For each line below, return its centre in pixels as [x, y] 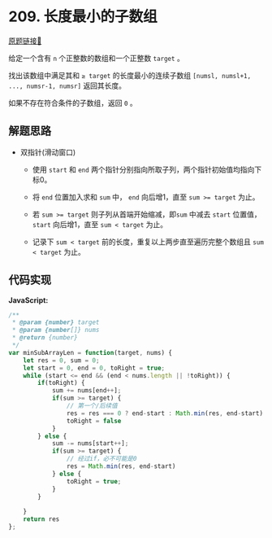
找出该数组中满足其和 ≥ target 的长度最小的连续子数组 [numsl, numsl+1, [130, 75]
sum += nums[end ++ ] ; [86, 391]
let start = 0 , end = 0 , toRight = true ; [94, 368]
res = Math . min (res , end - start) [121, 466]
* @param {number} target [56, 322]
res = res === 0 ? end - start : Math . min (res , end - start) [165, 413]
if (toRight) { [61, 383]
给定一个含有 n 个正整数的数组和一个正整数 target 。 [96, 58]
